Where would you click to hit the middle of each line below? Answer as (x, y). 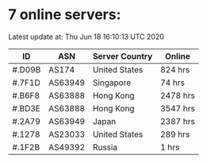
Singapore (112, 83)
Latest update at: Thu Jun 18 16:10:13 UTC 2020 (86, 37)
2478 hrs (178, 95)
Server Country (123, 56)
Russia (105, 147)
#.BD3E (27, 108)
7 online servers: (65, 15)
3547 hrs (178, 108)
